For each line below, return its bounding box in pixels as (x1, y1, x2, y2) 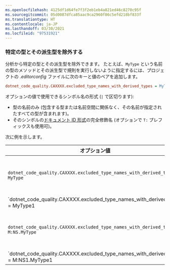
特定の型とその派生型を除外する (5, 49, 83, 56)
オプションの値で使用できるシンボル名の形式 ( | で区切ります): (5, 94, 135, 100)
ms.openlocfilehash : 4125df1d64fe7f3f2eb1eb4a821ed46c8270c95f (5, 7, 142, 13)
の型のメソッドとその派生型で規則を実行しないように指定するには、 (5, 67, 147, 73)
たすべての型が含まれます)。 (12, 111, 72, 117)
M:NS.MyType (8, 230, 37, 235)
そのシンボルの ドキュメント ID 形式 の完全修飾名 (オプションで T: (12, 117, 148, 123)
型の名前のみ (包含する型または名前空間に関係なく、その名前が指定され (12, 104, 162, 110)
